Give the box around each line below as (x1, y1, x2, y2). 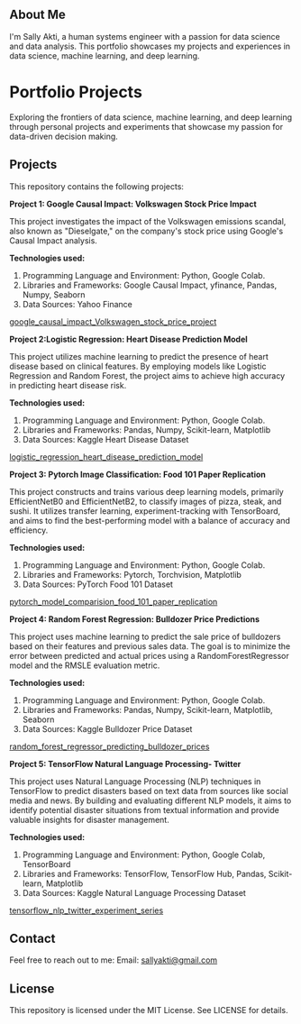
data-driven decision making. (9, 131, 119, 142)
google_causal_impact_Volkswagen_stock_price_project (9, 315, 217, 327)
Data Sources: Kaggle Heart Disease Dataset (22, 434, 189, 444)
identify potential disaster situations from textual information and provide (9, 804, 279, 815)
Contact (9, 930, 56, 946)
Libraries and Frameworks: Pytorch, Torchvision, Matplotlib (22, 569, 242, 580)
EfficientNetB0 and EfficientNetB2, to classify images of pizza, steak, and (9, 496, 282, 507)
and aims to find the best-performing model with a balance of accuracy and (9, 515, 291, 526)
